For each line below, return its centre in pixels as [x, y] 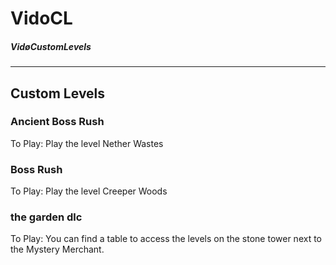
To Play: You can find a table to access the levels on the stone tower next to [166, 239]
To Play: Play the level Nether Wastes [87, 143]
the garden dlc [46, 217]
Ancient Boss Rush [57, 122]
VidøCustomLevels [51, 46]
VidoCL [41, 18]
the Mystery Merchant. [57, 249]
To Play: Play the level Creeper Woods [89, 191]
